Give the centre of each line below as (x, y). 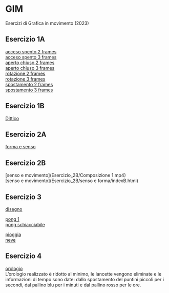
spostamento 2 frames (29, 84)
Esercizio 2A (26, 134)
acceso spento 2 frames (31, 51)
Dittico (12, 118)
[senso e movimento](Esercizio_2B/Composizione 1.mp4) (66, 175)
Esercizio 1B (25, 106)
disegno (14, 209)
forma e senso (20, 147)
